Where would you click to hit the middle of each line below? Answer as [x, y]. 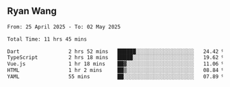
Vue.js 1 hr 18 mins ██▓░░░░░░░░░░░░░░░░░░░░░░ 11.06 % [116, 64]
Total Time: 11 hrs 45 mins [47, 39]
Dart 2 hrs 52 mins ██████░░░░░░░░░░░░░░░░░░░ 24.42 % [116, 51]
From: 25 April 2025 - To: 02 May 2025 [64, 27]
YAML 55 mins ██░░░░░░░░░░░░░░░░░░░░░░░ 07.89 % [116, 77]
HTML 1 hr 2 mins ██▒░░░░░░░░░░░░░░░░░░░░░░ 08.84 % [116, 71]
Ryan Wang [32, 11]
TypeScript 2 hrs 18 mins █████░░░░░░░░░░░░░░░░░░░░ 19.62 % [116, 58]
